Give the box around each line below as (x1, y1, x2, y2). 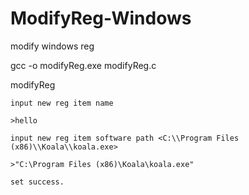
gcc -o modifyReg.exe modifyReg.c (10, 59, 157, 71)
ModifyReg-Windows (10, 7, 192, 30)
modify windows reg (10, 40, 95, 52)
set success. (10, 177, 65, 187)
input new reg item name (10, 98, 114, 108)
